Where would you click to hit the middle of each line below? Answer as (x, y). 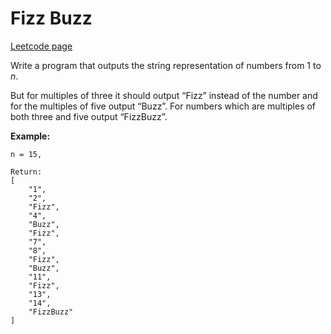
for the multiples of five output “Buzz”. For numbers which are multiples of (163, 106)
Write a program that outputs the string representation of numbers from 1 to (166, 65)
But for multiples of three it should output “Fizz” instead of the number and (164, 95)
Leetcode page (41, 46)
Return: (26, 172)
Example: (30, 136)
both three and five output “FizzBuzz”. (89, 116)
